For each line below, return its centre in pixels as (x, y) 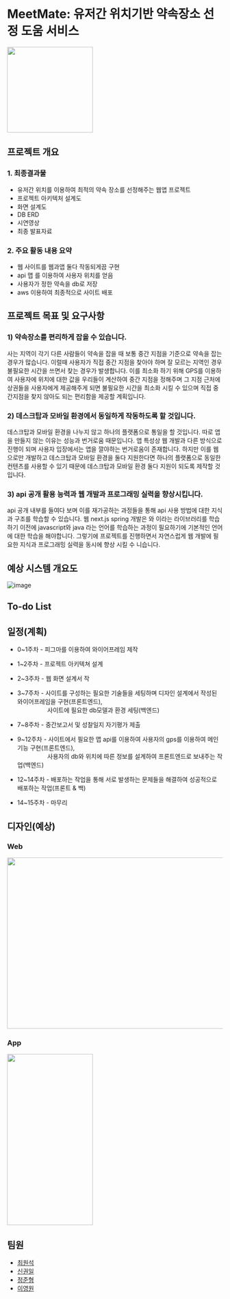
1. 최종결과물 (27, 173)
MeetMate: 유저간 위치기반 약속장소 (104, 14)
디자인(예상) (31, 826)
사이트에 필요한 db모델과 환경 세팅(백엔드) (103, 710)
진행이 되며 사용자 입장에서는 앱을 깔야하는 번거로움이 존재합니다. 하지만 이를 (110, 449)
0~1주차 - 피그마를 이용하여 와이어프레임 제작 (77, 649)
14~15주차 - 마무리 (42, 803)
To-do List (29, 607)
